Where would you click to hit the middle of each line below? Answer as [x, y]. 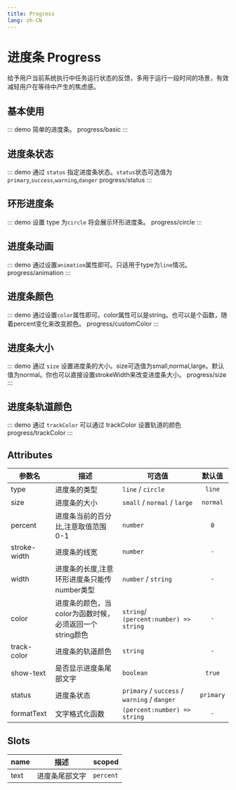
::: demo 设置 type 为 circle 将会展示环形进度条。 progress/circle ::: [105, 222]
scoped [106, 762]
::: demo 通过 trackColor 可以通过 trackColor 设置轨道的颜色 [94, 425]
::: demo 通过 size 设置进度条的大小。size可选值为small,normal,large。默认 [116, 366]
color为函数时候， [85, 613]
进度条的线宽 [77, 552]
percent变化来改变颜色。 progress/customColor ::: [86, 324]
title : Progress [31, 14]
